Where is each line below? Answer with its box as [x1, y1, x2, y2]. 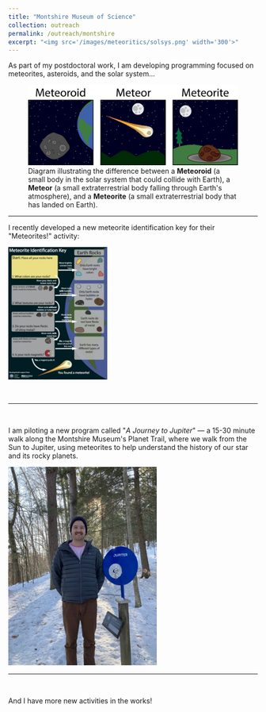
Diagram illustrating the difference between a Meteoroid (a [28, 167, 220, 176]
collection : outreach [8, 21, 80, 29]
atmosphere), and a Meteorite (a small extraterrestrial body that [28, 191, 237, 202]
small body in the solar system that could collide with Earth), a [28, 175, 231, 184]
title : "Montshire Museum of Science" [8, 13, 136, 21]
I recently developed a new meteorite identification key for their [8, 223, 215, 233]
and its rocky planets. [8, 451, 78, 460]
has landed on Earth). [28, 200, 98, 210]
